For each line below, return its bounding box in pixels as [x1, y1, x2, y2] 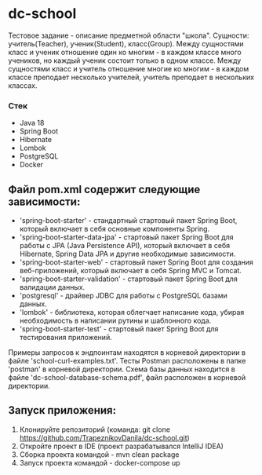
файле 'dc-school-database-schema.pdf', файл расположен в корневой [8, 373, 246, 382]
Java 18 [19, 119, 45, 128]
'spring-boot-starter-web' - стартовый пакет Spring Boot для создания [19, 258, 253, 267]
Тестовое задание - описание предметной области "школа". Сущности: [8, 31, 249, 40]
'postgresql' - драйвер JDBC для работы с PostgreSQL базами [19, 291, 227, 301]
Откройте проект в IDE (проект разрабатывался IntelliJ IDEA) [19, 441, 224, 451]
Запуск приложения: [8, 404, 116, 417]
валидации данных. [19, 283, 86, 292]
